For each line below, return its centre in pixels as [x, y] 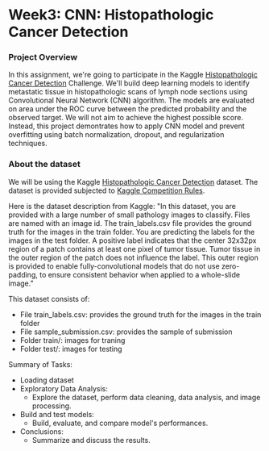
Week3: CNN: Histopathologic [111, 15]
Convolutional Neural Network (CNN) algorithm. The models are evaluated [132, 100]
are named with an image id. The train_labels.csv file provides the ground [130, 223]
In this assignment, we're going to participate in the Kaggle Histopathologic [133, 75]
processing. [52, 406]
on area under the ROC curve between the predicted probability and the [128, 109]
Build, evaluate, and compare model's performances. [120, 423]
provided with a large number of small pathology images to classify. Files [129, 215]
